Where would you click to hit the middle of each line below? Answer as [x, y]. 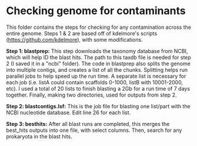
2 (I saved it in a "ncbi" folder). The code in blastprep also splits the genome [98, 64]
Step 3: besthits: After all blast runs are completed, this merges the [88, 124]
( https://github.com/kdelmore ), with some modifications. [74, 39]
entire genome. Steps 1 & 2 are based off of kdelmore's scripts [82, 33]
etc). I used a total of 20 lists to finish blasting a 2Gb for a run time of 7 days [98, 88]
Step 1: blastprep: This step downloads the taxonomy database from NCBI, [97, 51]
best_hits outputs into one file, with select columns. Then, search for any [94, 130]
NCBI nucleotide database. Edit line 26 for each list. [69, 112]
